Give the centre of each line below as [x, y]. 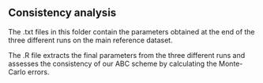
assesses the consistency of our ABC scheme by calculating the [113, 63]
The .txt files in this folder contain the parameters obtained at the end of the [131, 31]
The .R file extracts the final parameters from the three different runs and [127, 55]
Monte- [231, 63]
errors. [38, 72]
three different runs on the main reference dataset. [90, 40]
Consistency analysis [62, 13]
